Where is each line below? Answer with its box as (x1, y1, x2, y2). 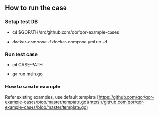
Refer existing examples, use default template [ (5, 94, 99, 100)
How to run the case (5, 4, 67, 12)
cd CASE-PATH (12, 61, 43, 67)
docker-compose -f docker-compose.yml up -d (12, 39, 108, 44)
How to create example (5, 83, 61, 90)
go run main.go (12, 71, 43, 77)
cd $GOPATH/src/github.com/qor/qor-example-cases (12, 29, 120, 35)
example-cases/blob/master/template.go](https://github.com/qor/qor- (5, 99, 145, 105)
